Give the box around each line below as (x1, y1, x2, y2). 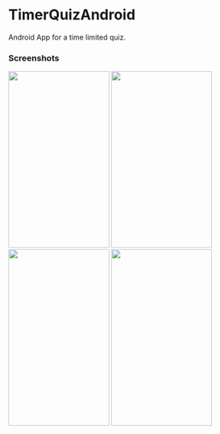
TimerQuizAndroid (8, 6, 135, 24)
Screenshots (8, 52, 60, 64)
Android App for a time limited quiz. (8, 32, 127, 42)
